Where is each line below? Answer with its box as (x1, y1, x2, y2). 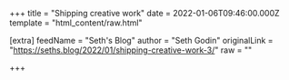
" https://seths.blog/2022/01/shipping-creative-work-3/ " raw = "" (9, 45, 253, 55)
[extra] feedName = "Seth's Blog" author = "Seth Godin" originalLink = (9, 35, 274, 45)
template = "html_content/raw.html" (9, 17, 143, 28)
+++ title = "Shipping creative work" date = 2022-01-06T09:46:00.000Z (9, 8, 280, 18)
